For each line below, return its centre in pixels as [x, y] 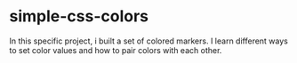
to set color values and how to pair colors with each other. [116, 50]
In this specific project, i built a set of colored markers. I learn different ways [149, 41]
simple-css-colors [79, 16]
